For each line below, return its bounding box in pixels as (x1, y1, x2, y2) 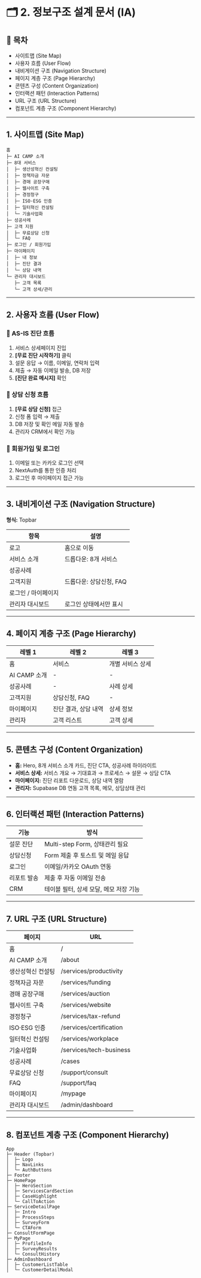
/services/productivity (60, 967, 123, 975)
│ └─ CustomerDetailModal (6, 1267, 74, 1273)
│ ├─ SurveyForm (6, 1219, 50, 1226)
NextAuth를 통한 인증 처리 (14, 467, 77, 474)
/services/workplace (60, 1035, 118, 1043)
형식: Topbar (6, 516, 37, 523)
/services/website (60, 1001, 112, 1009)
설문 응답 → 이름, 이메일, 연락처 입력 (14, 359, 100, 367)
